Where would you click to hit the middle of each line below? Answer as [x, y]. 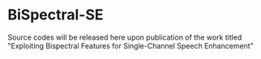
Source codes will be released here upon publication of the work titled [125, 37]
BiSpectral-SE [56, 15]
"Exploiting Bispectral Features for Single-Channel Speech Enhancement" [131, 45]
